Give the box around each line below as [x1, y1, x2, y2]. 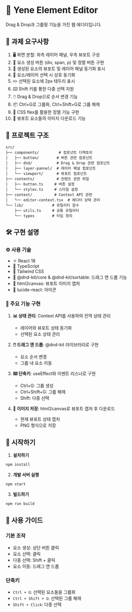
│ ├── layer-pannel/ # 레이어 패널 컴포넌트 [5, 166, 96, 171]
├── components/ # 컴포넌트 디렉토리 [5, 150, 93, 155]
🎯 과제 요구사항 [5, 37, 49, 46]
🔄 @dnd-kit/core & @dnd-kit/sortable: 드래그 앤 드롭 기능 [12, 274, 128, 280]
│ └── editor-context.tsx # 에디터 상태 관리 [5, 197, 100, 203]
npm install [5, 462, 30, 467]
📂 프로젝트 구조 [5, 131, 49, 140]
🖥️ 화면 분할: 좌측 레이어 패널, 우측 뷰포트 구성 [12, 52, 100, 58]
